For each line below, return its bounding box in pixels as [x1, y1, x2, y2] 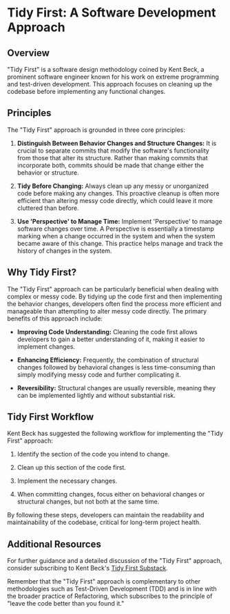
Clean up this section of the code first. [17, 463, 126, 472]
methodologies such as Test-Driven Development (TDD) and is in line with [7, 585, 217, 593]
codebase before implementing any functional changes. [7, 88, 166, 95]
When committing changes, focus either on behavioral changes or [17, 490, 205, 499]
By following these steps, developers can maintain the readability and [7, 511, 205, 519]
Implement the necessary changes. [17, 477, 118, 485]
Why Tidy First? [7, 267, 77, 278]
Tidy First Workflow [7, 411, 94, 423]
